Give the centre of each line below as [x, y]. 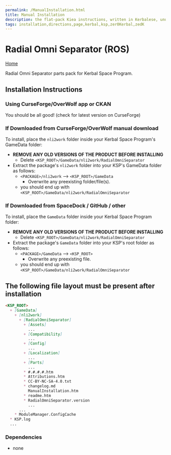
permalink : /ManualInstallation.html [45, 10]
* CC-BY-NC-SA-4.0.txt [48, 382]
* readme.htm [37, 395]
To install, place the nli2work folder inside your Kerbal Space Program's [80, 139]
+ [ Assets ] [35, 325]
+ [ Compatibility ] [43, 334]
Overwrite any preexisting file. [59, 259]
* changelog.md [40, 386]
